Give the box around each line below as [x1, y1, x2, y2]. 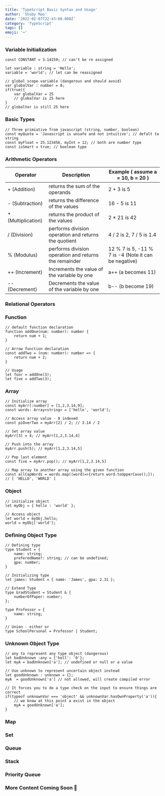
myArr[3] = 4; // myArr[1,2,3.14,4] [5, 433, 80, 439]
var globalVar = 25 [14, 92, 54, 97]
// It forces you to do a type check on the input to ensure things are [5, 686, 157, 690]
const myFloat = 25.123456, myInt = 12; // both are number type [5, 140, 141, 145]
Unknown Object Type [5, 640, 59, 647]
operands [48, 189, 71, 195]
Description [62, 171, 90, 178]
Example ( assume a [109, 168, 157, 175]
